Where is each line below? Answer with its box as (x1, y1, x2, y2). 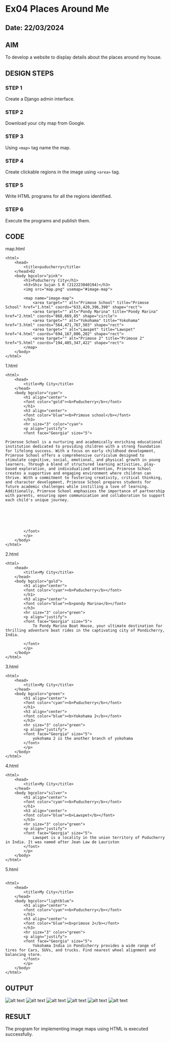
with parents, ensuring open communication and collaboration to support (5, 493, 165, 498)
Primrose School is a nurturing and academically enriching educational (5, 440, 163, 445)
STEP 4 (5, 157, 24, 164)
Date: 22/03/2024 (5, 23, 65, 32)
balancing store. (5, 952, 42, 957)
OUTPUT (5, 984, 34, 993)
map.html (5, 246, 25, 252)
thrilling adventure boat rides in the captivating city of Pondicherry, (5, 628, 165, 633)
